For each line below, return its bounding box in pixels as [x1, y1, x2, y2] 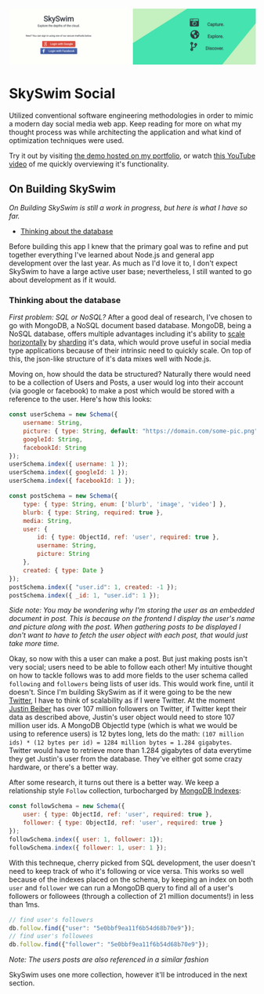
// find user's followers [9, 915, 93, 923]
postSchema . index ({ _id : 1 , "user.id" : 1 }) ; [9, 591, 160, 599]
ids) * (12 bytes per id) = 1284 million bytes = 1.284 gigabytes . [9, 737, 233, 747]
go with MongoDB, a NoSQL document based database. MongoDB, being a [9, 321, 251, 331]
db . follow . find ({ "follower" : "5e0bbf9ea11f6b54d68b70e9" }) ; [9, 941, 210, 948]
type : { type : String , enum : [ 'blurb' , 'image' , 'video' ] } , [23, 500, 227, 508]
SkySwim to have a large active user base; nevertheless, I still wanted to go [9, 266, 252, 276]
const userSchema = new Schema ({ [9, 411, 118, 418]
